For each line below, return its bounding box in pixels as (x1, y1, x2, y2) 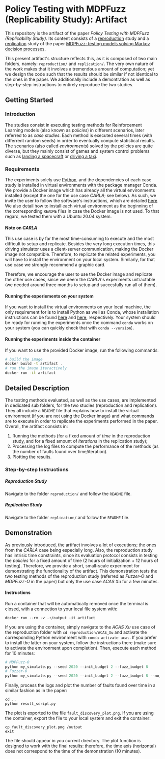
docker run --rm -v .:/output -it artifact (5, 615, 96, 620)
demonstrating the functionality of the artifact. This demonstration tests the (5, 568, 158, 574)
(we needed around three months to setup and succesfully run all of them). (5, 282, 157, 288)
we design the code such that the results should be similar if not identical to (5, 71, 158, 77)
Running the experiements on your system (5, 293, 94, 299)
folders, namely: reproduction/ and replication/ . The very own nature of (5, 61, 154, 66)
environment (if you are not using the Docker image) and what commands (5, 413, 155, 419)
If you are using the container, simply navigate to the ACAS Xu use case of (5, 624, 156, 630)
